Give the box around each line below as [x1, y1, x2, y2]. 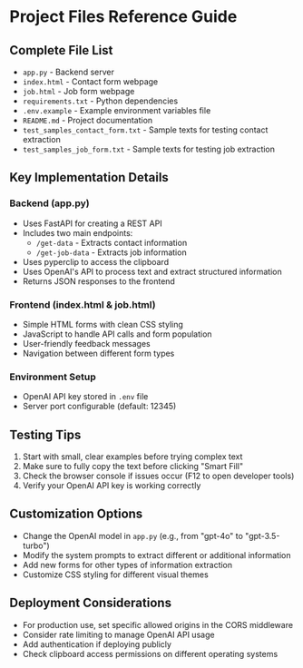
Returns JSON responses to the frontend [22, 275, 175, 287]
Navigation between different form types [22, 348, 175, 359]
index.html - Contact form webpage [22, 76, 159, 87]
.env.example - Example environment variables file [22, 105, 211, 115]
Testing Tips [9, 427, 82, 442]
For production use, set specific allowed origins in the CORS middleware [22, 619, 293, 630]
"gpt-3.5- [244, 530, 280, 541]
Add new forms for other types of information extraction [22, 559, 233, 570]
